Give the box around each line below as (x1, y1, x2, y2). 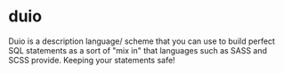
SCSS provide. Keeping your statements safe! (8, 54, 175, 65)
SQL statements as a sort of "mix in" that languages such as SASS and (8, 45, 268, 55)
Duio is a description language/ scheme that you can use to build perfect (8, 36, 275, 46)
